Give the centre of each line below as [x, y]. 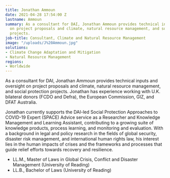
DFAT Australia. [21, 102]
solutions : [17, 48]
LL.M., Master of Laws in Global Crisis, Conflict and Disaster [75, 159]
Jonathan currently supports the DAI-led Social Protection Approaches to [81, 112]
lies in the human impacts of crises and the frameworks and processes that [84, 144]
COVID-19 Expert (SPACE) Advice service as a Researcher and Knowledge [83, 117]
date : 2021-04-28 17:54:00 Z [36, 15]
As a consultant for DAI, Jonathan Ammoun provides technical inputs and [81, 81]
